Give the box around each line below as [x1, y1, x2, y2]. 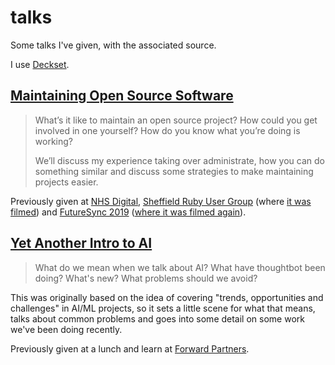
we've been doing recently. [10, 323, 123, 335]
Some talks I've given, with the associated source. [10, 39, 217, 51]
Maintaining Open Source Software [10, 87, 234, 105]
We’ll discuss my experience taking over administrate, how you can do [34, 154, 325, 166]
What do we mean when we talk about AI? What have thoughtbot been [34, 261, 326, 273]
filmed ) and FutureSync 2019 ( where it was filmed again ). [10, 206, 247, 218]
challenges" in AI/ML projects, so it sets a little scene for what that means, [10, 302, 316, 314]
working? [34, 135, 73, 147]
